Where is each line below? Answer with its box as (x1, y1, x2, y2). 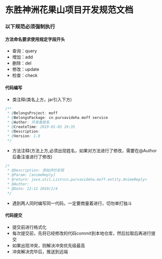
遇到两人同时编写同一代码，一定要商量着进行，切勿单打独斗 (12, 200, 132, 206)
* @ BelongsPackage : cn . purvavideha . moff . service (7, 116, 108, 120)
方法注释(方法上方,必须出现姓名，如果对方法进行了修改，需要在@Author (12, 147, 157, 153)
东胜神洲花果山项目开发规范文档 (5, 4, 134, 16)
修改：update (12, 67, 40, 72)
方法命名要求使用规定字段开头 (5, 36, 65, 42)
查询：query (12, 48, 38, 54)
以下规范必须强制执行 (5, 23, 55, 30)
